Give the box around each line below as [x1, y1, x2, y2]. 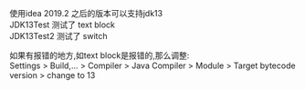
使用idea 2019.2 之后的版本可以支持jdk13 [9, 8, 163, 18]
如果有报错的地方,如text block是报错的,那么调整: [9, 50, 190, 61]
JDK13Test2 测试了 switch [9, 31, 108, 41]
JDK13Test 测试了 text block [9, 19, 116, 30]
